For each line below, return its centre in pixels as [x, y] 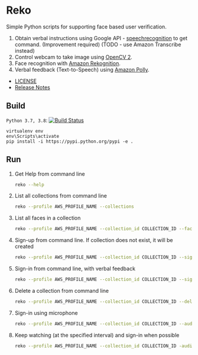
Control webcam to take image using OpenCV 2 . [74, 57]
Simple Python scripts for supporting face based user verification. [86, 27]
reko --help [29, 185]
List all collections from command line [61, 196]
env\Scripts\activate [33, 136]
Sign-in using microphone [46, 313]
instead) [25, 50]
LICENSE [26, 81]
